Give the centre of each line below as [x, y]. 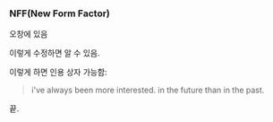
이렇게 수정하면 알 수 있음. [55, 53]
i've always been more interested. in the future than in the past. [148, 90]
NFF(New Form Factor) [60, 13]
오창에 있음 [29, 34]
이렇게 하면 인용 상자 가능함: [58, 72]
